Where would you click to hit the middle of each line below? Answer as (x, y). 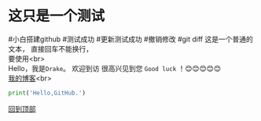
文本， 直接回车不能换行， (50, 48)
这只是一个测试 (57, 16)
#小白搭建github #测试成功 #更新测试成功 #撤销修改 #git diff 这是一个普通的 (130, 39)
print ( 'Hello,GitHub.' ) (47, 93)
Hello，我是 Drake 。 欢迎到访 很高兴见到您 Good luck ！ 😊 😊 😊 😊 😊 (115, 68)
